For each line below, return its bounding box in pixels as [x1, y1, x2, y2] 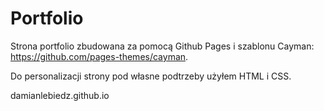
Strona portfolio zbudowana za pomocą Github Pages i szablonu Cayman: [10, 40, 315, 52]
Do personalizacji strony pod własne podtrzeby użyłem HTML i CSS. [10, 70, 292, 82]
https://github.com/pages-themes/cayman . [10, 50, 189, 62]
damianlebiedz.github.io [10, 89, 110, 101]
